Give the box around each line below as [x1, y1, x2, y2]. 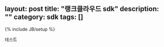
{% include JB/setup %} [5, 26, 55, 32]
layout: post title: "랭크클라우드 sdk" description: [5, 4, 159, 13]
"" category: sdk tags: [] [5, 13, 84, 21]
